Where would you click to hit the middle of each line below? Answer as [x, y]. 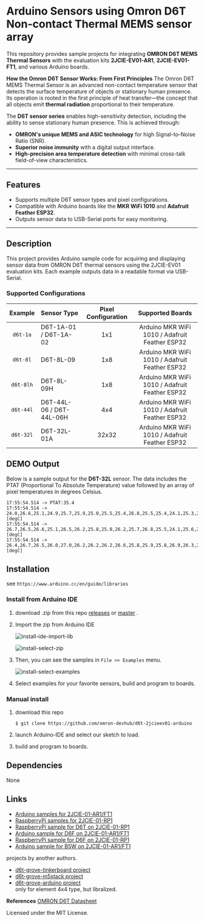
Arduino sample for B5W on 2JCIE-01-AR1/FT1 [73, 846]
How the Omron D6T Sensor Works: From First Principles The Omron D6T [100, 78]
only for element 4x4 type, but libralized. [66, 889]
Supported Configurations [46, 293]
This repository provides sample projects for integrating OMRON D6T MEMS [102, 53]
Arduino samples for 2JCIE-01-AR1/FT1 [63, 814]
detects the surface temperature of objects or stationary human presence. [99, 91]
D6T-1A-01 [59, 327]
